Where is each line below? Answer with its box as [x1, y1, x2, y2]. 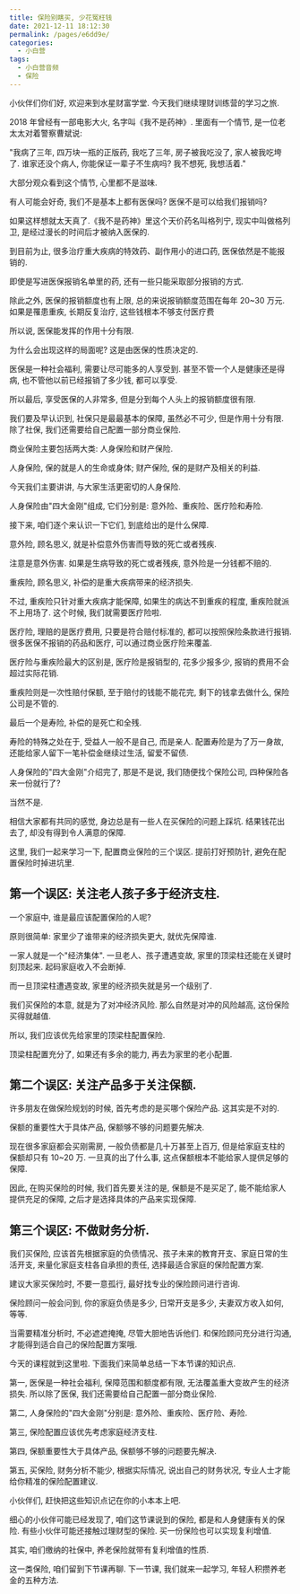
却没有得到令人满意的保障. [29, 827, 127, 838]
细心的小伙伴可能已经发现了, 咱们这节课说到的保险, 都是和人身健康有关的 [9, 1514, 278, 1525]
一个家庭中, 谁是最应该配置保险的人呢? [9, 911, 152, 922]
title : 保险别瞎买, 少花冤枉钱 [9, 13, 113, 22]
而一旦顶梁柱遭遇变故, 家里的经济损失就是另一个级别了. [9, 980, 213, 991]
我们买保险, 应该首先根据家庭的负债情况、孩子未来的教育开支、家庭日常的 [9, 1248, 280, 1259]
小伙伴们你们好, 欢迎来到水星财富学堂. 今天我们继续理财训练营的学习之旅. [9, 97, 279, 108]
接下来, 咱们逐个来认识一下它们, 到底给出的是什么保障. [9, 519, 209, 530]
